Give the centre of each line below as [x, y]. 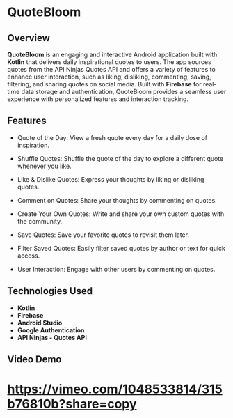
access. [29, 256]
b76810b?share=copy [72, 404]
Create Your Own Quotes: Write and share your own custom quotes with [121, 214]
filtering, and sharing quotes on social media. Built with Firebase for [104, 84]
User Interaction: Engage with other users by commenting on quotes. [116, 269]
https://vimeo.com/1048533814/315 [115, 389]
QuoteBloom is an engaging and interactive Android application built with [112, 54]
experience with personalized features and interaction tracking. [98, 99]
